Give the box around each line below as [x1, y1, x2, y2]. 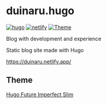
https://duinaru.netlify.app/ [6, 58, 72, 65]
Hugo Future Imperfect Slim [6, 90, 74, 98]
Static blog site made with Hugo [6, 46, 84, 54]
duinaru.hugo [6, 4, 75, 18]
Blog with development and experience [6, 35, 102, 42]
